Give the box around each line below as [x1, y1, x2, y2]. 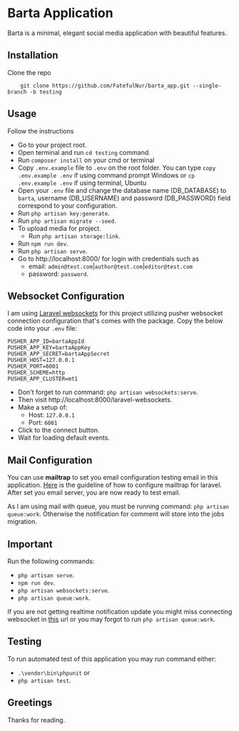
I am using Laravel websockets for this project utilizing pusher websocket [7, 309, 223, 318]
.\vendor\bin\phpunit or [17, 668, 91, 677]
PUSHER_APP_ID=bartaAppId [7, 338, 84, 346]
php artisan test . [17, 676, 71, 685]
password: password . [28, 269, 89, 278]
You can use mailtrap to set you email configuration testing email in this [7, 473, 219, 482]
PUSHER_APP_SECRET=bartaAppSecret [7, 351, 111, 358]
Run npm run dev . [17, 239, 69, 248]
